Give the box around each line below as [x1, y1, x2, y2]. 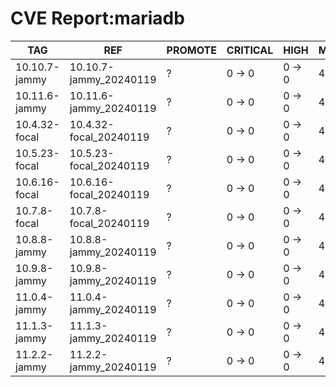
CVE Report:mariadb [10, 7, 185, 30]
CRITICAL [226, 43, 274, 57]
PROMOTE [166, 43, 217, 57]
